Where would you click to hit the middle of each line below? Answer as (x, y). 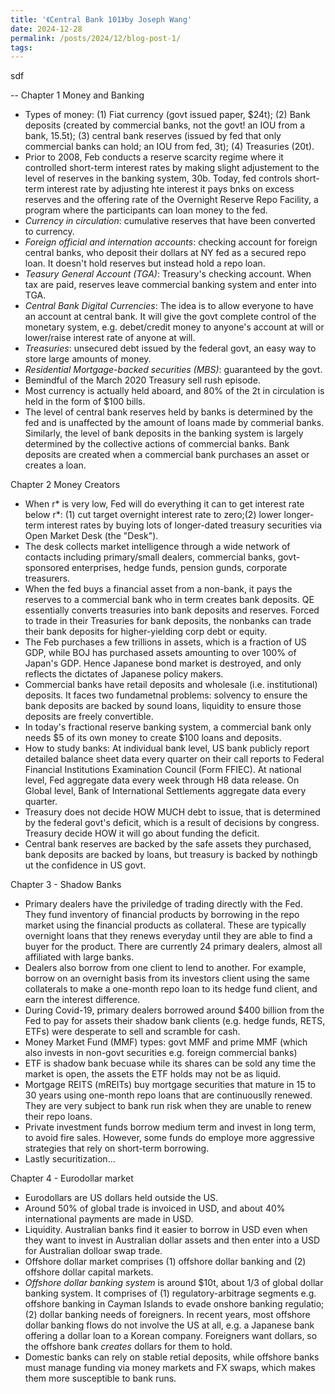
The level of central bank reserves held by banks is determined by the (168, 412)
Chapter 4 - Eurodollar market (72, 1178)
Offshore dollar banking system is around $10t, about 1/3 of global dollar (174, 1283)
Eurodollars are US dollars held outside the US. (121, 1198)
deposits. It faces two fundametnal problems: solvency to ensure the (166, 695)
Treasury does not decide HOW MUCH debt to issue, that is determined (172, 812)
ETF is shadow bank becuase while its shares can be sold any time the (170, 1063)
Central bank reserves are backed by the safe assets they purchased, (168, 844)
